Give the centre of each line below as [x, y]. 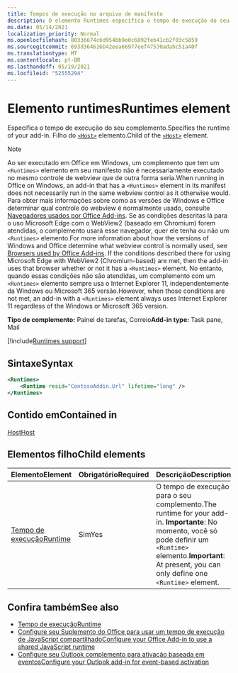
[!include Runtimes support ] [47, 341]
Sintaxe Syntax [40, 363]
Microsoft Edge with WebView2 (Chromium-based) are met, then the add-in [118, 261]
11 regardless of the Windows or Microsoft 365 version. [88, 306]
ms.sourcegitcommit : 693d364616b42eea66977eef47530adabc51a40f [103, 47]
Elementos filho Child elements [76, 455]
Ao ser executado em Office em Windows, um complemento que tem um [113, 163]
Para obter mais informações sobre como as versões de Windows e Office [116, 201]
